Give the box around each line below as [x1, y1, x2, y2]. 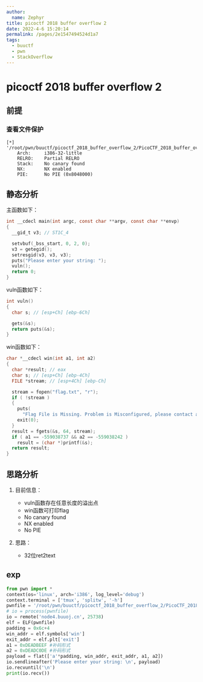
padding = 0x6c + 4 [6, 625, 50, 631]
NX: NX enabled [17, 166, 71, 172]
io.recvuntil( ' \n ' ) [6, 664, 56, 671]
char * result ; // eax [11, 367, 66, 373]
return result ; [11, 445, 50, 451]
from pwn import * [6, 586, 53, 592]
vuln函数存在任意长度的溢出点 [24, 499, 98, 506]
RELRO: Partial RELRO [17, 155, 80, 161]
